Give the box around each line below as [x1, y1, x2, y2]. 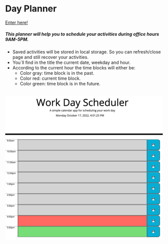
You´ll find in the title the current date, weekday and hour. [12, 59, 131, 65]
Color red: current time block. [19, 75, 81, 81]
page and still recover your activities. [12, 54, 89, 60]
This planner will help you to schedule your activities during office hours [5, 31, 159, 37]
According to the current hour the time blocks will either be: [12, 64, 136, 70]
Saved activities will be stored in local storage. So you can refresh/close [12, 48, 161, 55]
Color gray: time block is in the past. [19, 70, 94, 76]
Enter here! [5, 19, 28, 25]
